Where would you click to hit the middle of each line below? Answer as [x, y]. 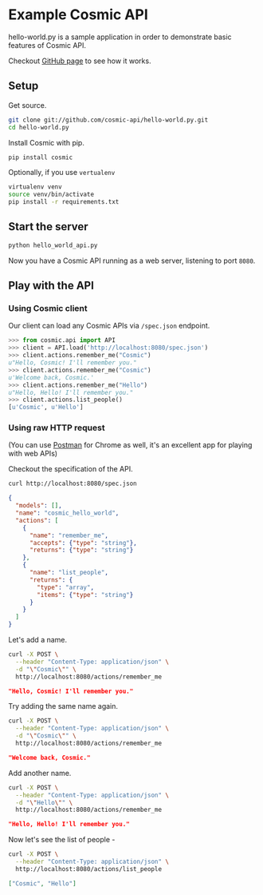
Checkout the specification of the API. [71, 469]
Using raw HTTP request [57, 428]
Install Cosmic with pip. [47, 142]
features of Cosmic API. [47, 45]
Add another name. [40, 773]
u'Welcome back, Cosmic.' [51, 377]
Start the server [49, 227]
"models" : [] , [39, 506]
